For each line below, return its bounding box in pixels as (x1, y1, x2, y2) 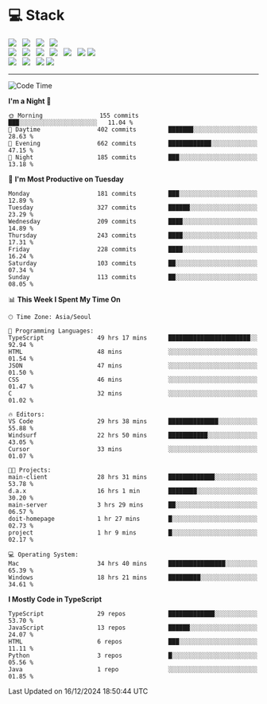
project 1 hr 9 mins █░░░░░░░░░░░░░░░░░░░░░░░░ (8, 528, 258, 537)
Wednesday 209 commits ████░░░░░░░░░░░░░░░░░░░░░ (8, 217, 258, 225)
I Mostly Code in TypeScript (8, 594, 102, 604)
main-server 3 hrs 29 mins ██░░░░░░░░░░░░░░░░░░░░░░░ (8, 500, 258, 509)
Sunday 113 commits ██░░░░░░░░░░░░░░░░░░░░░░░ (8, 273, 258, 281)
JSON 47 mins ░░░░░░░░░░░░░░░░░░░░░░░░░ (8, 361, 258, 370)
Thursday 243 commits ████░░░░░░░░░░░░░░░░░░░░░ (8, 231, 258, 239)
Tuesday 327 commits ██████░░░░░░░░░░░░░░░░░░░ (8, 204, 258, 212)
